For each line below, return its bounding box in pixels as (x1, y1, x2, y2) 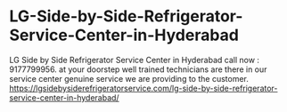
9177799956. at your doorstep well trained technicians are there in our (9, 64, 267, 75)
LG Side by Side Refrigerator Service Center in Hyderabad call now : (9, 54, 260, 65)
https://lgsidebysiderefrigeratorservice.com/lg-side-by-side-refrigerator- (9, 83, 278, 93)
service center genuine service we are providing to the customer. (9, 73, 250, 84)
